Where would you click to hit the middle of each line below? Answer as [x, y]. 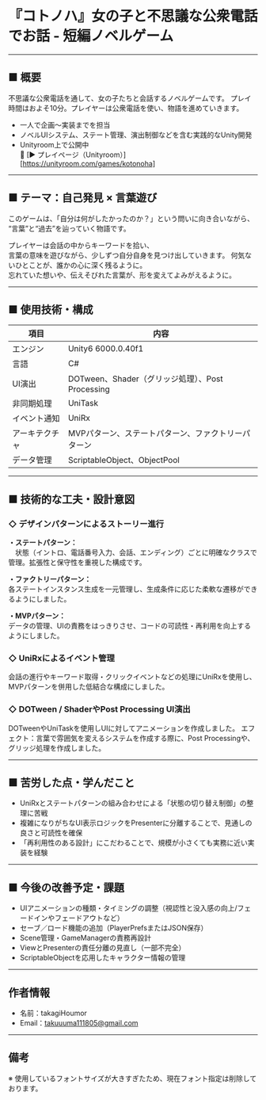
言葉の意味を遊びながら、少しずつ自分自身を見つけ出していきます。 [119, 255]
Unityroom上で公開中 [54, 144]
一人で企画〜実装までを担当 [65, 124]
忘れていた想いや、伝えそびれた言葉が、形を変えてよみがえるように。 [122, 275]
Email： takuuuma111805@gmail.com [79, 1023]
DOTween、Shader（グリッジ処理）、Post [145, 379]
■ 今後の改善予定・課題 [66, 887]
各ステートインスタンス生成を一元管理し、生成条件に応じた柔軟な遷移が [126, 589]
